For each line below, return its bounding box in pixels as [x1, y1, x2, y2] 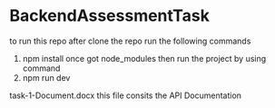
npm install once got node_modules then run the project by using [22, 53, 267, 64]
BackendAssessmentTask [9, 5, 211, 26]
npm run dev [22, 72, 71, 83]
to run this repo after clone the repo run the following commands [9, 35, 251, 46]
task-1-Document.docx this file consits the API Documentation [9, 90, 242, 101]
